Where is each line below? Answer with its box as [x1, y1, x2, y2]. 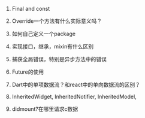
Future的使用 [11, 68, 44, 75]
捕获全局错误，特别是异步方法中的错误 [11, 56, 107, 62]
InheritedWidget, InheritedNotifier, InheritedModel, [11, 93, 137, 100]
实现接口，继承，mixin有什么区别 [11, 43, 94, 50]
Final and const [11, 5, 50, 12]
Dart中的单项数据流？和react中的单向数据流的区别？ [11, 81, 141, 88]
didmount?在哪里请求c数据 [11, 105, 78, 113]
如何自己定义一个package [11, 30, 76, 37]
